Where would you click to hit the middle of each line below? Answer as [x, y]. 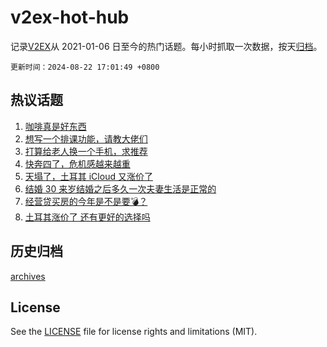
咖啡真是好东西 [55, 126]
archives [28, 276]
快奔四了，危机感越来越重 [77, 163]
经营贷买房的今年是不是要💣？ [86, 201]
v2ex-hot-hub [70, 17]
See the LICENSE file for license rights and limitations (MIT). [134, 332]
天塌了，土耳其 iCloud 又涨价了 [88, 176]
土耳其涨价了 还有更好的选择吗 [87, 217]
